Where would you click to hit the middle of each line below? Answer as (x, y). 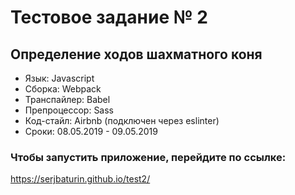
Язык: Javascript (59, 78)
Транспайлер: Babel (67, 99)
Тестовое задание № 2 (109, 17)
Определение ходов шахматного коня (136, 54)
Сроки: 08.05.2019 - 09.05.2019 (91, 131)
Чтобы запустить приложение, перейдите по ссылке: (148, 157)
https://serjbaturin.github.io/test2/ (80, 179)
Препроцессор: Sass (69, 110)
